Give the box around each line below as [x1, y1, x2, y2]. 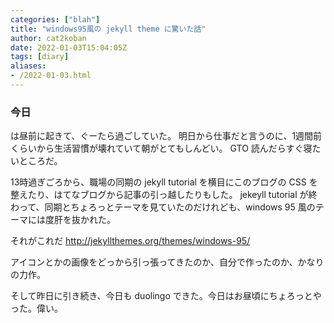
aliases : [10, 61, 47, 71]
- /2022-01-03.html [10, 71, 92, 81]
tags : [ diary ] [10, 52, 70, 62]
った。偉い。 [10, 302, 63, 315]
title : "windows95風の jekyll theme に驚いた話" [10, 24, 207, 34]
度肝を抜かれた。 [44, 214, 116, 226]
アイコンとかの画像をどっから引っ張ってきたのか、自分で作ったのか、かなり [10, 256, 325, 268]
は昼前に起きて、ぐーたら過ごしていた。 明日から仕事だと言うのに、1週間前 [10, 130, 323, 142]
